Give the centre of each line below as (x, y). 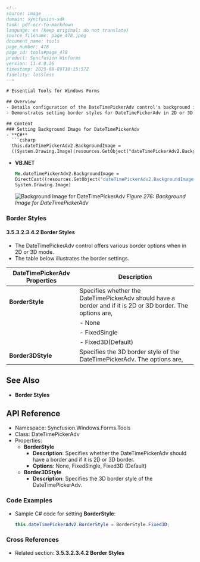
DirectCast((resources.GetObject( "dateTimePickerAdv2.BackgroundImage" (105, 179)
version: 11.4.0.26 (30, 63)
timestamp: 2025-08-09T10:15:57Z (48, 69)
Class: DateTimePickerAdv (47, 434)
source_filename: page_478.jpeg (46, 36)
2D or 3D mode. (35, 252)
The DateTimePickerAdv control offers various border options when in (100, 245)
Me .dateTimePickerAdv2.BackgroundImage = (67, 174)
